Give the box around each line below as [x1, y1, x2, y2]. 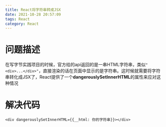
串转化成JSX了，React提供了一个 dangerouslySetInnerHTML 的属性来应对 [5, 74, 157, 80]
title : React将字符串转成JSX [5, 7, 61, 12]
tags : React [5, 16, 30, 21]
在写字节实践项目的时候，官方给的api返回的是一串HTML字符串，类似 [5, 62, 146, 68]
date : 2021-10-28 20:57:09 [5, 12, 61, 17]
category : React [5, 21, 39, 26]
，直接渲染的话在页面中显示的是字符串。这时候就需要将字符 [38, 68, 161, 74]
